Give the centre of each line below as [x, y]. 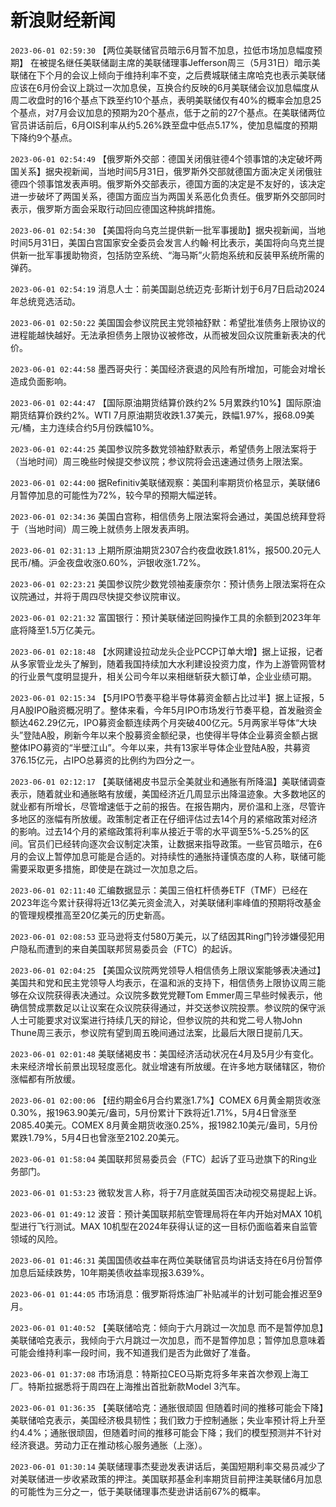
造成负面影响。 [41, 381]
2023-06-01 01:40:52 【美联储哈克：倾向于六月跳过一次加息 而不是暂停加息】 [167, 1327]
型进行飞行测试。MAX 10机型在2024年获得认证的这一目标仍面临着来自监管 [164, 1226]
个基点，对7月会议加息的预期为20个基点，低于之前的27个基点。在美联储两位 [168, 112]
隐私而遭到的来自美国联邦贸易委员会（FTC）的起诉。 [128, 948]
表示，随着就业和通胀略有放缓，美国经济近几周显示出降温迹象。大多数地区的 [168, 793]
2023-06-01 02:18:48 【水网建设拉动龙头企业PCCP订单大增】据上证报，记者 [167, 651]
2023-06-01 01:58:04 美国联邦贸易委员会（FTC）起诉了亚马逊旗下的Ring [159, 1158]
